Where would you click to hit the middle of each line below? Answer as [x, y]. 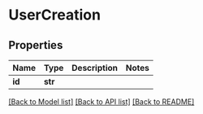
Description [95, 68]
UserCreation [55, 15]
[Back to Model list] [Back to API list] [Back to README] [101, 102]
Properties [36, 45]
